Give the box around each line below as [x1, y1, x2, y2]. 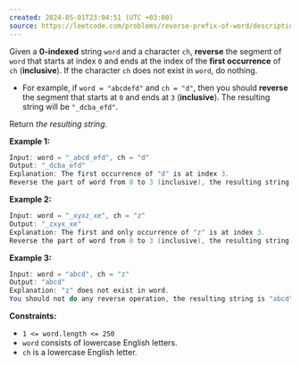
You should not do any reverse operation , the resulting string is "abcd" [9, 295, 294, 304]
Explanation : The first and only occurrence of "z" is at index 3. [9, 228, 266, 237]
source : [9, 21, 38, 30]
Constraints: [9, 311, 57, 321]
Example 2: [9, 194, 52, 204]
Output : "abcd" [9, 278, 66, 287]
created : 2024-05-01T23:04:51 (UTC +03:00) [9, 12, 174, 22]
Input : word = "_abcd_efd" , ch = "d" [9, 153, 150, 162]
